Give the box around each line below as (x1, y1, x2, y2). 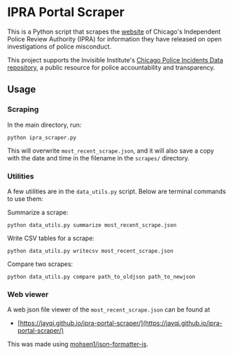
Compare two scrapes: (7, 260, 73, 268)
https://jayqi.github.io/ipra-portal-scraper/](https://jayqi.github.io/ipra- (20, 319, 223, 328)
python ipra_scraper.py (7, 134, 77, 141)
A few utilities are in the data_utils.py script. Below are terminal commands (7, 187, 226, 195)
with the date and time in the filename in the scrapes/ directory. (7, 153, 190, 162)
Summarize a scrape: (7, 208, 69, 216)
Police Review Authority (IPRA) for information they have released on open (7, 34, 222, 43)
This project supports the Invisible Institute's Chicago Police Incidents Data (7, 55, 224, 64)
